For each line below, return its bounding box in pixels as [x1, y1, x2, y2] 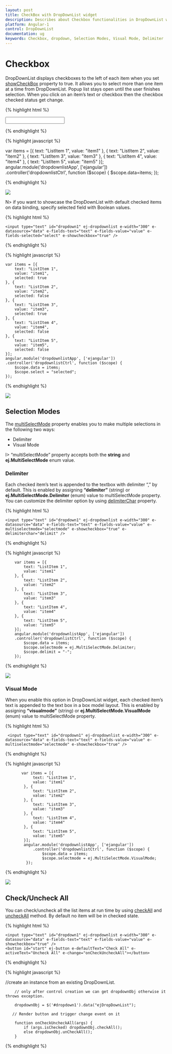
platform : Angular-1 [5, 21, 50, 27]
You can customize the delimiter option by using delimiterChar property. [5, 498, 157, 504]
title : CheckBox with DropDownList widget [5, 12, 97, 17]
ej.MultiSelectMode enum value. [5, 457, 75, 463]
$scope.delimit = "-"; [24, 649, 72, 654]
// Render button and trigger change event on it [12, 1012, 120, 1017]
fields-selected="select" [5, 233, 60, 238]
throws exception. [5, 994, 45, 999]
